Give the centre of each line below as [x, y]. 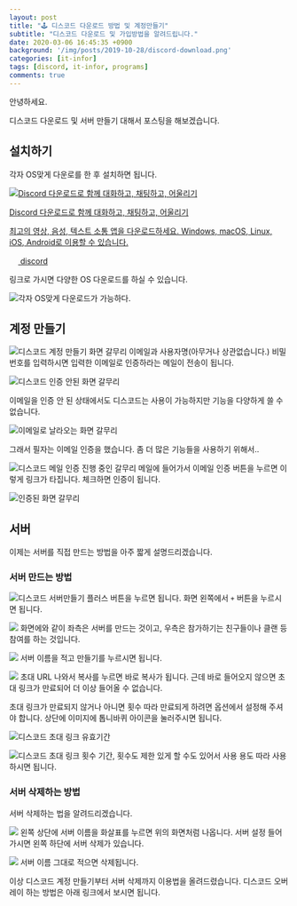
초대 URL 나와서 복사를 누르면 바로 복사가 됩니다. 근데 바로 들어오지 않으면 [148, 677]
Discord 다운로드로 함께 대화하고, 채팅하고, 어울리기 [99, 212]
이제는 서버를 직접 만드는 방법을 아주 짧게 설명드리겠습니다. [111, 552]
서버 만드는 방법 [41, 577]
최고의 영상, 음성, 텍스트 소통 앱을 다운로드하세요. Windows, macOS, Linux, [141, 231]
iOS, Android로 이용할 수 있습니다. [69, 242]
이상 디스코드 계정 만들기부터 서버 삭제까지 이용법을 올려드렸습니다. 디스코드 [141, 881]
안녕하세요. [28, 101]
